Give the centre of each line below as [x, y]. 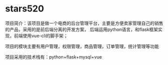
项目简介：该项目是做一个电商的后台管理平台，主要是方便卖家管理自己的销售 [84, 23]
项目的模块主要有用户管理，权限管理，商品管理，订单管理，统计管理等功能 [82, 46]
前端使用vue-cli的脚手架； [41, 35]
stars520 [25, 9]
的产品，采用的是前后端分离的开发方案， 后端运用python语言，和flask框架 [82, 29]
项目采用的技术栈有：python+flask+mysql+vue [54, 57]
